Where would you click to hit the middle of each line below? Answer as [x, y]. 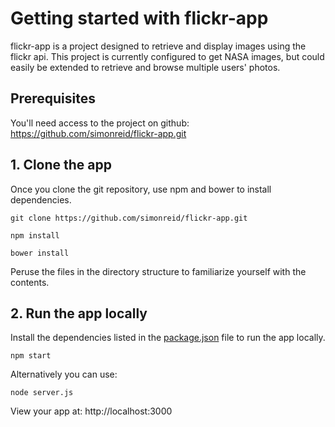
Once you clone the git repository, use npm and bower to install [141, 189]
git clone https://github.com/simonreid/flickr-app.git [129, 218]
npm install [35, 235]
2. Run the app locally [79, 313]
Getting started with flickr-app [139, 18]
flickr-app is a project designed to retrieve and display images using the [158, 46]
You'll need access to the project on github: [100, 123]
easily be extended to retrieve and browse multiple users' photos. [145, 67]
